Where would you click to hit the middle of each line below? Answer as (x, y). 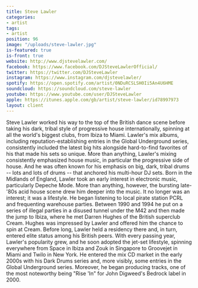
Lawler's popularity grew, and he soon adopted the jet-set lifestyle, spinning (99, 242)
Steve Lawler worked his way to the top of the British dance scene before (96, 122)
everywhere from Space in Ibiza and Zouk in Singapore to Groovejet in (92, 248)
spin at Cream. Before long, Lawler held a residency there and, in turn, (92, 229)
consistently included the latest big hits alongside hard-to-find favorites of (97, 147)
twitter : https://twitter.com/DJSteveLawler (62, 72)
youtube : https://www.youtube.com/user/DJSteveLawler (74, 94)
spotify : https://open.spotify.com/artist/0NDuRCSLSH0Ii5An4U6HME (90, 84)
